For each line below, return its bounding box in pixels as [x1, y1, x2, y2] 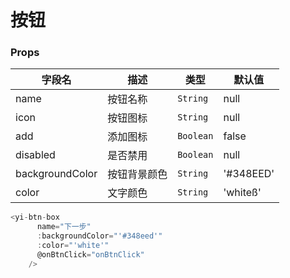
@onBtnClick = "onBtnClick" [36, 249, 145, 260]
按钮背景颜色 [107, 167, 168, 181]
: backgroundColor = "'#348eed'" [36, 231, 163, 241]
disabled [15, 148, 56, 162]
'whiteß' [223, 186, 262, 200]
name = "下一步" [36, 222, 92, 232]
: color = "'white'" [36, 241, 110, 251]
